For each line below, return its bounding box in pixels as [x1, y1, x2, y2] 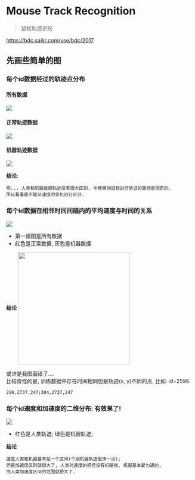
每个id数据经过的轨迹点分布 [6, 75, 85, 83]
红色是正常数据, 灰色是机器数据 [14, 240, 91, 247]
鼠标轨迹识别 [20, 25, 52, 32]
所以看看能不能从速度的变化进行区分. [6, 192, 85, 198]
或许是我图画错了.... [6, 370, 55, 378]
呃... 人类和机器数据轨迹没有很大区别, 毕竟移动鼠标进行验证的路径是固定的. [6, 185, 172, 191]
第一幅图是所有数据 [14, 232, 63, 240]
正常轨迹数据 [6, 119, 38, 126]
